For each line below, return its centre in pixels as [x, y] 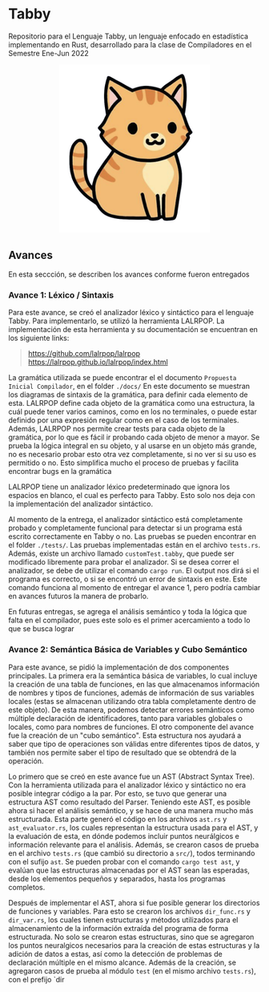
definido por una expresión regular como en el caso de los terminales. [124, 420]
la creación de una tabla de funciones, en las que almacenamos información [134, 684]
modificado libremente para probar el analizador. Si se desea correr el [124, 562]
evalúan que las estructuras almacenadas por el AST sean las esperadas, [129, 870]
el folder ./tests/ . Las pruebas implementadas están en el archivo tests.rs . [134, 545]
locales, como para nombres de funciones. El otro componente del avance [131, 727]
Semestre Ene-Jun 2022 [49, 53]
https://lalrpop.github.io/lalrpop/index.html [98, 362]
